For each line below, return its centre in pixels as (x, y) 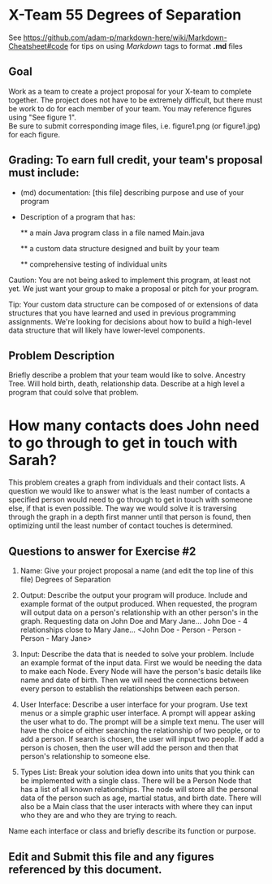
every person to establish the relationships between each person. (130, 689)
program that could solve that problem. (74, 393)
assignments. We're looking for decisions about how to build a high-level (130, 321)
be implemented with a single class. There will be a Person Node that (136, 781)
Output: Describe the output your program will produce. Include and (134, 595)
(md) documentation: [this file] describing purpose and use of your (132, 192)
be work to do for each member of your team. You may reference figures (130, 108)
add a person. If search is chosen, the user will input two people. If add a (142, 739)
